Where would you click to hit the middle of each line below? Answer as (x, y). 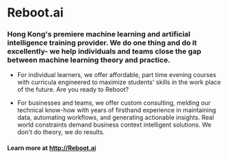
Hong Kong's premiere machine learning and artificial (99, 34)
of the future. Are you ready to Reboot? (73, 89)
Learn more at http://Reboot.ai (52, 148)
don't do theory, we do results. (61, 132)
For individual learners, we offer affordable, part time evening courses (116, 75)
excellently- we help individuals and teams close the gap (104, 52)
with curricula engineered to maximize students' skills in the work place (119, 82)
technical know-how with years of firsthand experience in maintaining (116, 110)
